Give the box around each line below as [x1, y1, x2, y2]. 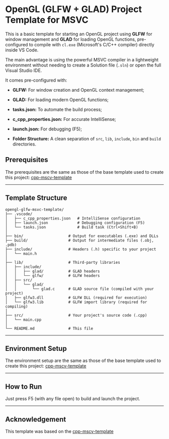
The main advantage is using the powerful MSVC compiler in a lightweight [5, 56, 159, 62]
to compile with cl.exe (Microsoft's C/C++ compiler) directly [29, 41, 154, 47]
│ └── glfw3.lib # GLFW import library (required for [5, 300, 147, 305]
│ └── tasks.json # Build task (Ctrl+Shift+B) [5, 225, 138, 230]
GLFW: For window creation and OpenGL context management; [12, 87, 144, 93]
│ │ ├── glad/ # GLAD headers [5, 268, 100, 274]
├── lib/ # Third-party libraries [5, 260, 121, 265]
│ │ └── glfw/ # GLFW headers [5, 273, 100, 278]
